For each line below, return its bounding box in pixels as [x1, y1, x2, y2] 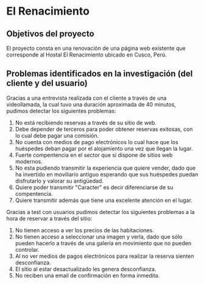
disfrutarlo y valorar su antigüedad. [15, 177, 104, 184]
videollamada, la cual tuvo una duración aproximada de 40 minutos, [6, 100, 177, 108]
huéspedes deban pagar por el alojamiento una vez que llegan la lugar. [15, 145, 193, 152]
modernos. [15, 158, 43, 165]
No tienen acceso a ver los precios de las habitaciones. [15, 226, 154, 234]
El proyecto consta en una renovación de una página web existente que [6, 44, 186, 52]
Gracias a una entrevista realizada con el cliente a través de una [6, 94, 167, 102]
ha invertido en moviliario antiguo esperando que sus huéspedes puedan [15, 170, 199, 178]
